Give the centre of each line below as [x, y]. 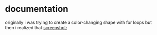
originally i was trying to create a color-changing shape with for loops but [78, 22]
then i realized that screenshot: [36, 27]
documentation [37, 9]
